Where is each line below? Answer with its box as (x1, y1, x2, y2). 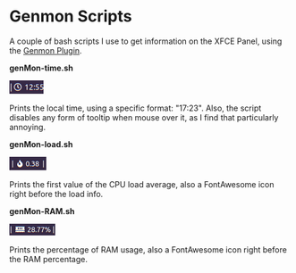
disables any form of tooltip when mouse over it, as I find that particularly (9, 112, 279, 122)
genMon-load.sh (9, 138, 73, 149)
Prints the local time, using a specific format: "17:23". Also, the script (9, 103, 262, 113)
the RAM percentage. (9, 253, 88, 264)
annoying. (9, 121, 47, 132)
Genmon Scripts (9, 6, 132, 27)
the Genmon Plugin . (9, 45, 82, 55)
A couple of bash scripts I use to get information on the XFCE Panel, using (9, 36, 283, 46)
